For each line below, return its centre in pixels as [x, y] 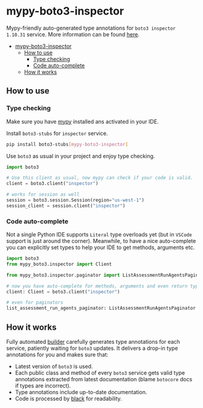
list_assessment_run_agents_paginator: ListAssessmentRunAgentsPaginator [101, 308]
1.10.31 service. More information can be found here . [73, 34]
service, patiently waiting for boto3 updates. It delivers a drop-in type [92, 348]
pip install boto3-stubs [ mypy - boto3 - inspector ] [67, 144]
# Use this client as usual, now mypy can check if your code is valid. [100, 178]
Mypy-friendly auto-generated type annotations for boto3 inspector [91, 28]
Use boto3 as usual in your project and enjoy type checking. [81, 156]
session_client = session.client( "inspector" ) [66, 206]
